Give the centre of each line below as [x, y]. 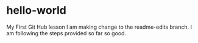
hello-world [37, 10]
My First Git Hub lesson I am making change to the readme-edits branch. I [99, 27]
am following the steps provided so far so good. [66, 33]
